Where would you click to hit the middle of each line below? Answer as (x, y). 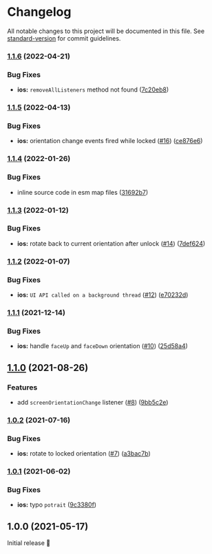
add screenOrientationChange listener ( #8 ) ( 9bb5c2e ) (93, 402)
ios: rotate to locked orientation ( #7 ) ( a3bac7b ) (84, 454)
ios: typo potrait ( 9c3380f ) (57, 505)
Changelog (39, 12)
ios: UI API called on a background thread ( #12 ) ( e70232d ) (103, 295)
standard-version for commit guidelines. (64, 38)
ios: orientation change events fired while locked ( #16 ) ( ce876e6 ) (110, 141)
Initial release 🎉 (29, 543)
